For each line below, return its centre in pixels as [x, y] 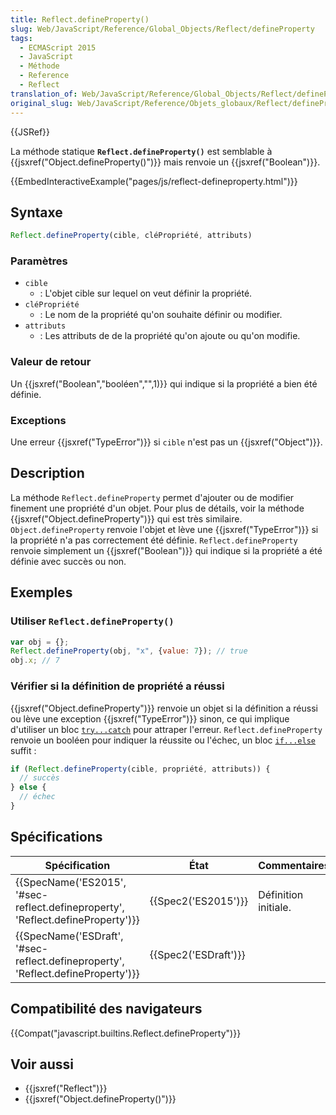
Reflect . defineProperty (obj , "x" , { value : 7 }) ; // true [129, 651]
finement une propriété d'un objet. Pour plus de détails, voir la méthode [157, 508]
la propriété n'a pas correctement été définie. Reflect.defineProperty [154, 540]
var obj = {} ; [40, 642]
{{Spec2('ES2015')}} [199, 901]
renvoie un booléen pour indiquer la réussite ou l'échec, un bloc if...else [163, 740]
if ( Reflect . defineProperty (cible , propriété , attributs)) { [140, 769]
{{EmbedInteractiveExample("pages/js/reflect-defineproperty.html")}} [154, 181]
